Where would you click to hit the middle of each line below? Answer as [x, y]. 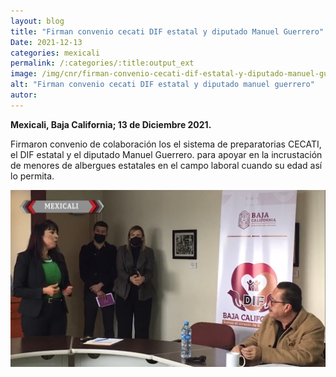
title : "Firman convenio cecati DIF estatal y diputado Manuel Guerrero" [167, 31]
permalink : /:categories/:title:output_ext [102, 63]
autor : [24, 95]
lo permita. [32, 176]
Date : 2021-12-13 [46, 42]
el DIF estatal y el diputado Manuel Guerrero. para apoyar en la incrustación [166, 154]
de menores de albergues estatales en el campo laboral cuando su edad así [166, 165]
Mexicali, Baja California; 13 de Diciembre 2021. [111, 124]
